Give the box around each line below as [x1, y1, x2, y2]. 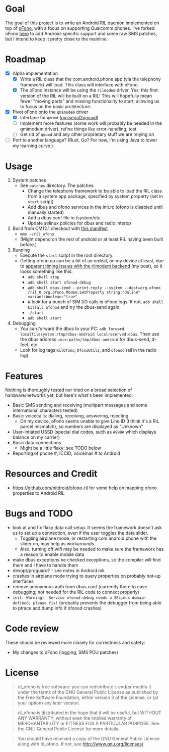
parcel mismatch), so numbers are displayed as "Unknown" [20, 424, 143, 430]
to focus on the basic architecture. [20, 104, 92, 110]
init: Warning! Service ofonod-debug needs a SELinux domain [12, 595, 146, 600]
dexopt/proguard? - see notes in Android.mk [12, 568, 105, 574]
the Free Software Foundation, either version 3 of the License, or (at [17, 694, 158, 700]
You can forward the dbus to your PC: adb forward [20, 325, 125, 332]
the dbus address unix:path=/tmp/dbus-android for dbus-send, [20, 337, 151, 343]
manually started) [27, 209, 64, 215]
